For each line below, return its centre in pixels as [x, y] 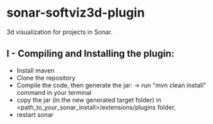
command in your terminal [54, 92]
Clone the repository [46, 78]
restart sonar [35, 114]
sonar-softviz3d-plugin [76, 13]
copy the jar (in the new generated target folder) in [89, 100]
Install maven [35, 70]
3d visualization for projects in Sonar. [60, 32]
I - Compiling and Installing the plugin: [91, 54]
